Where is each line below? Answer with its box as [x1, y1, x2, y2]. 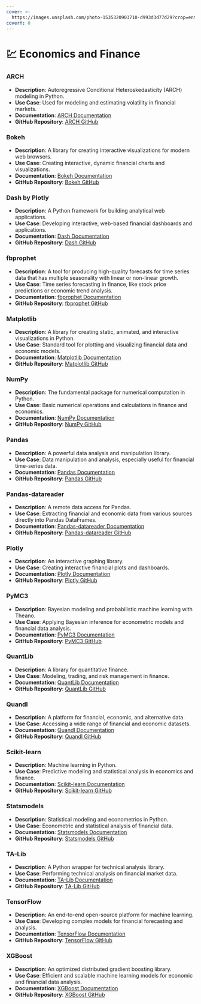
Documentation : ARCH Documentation [14, 112, 112, 119]
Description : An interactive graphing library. [14, 558, 124, 565]
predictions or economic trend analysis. [14, 286, 112, 294]
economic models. [14, 348, 61, 355]
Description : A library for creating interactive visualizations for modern [14, 147, 190, 154]
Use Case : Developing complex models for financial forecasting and [14, 918, 183, 925]
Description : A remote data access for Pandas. [14, 503, 132, 510]
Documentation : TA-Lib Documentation [14, 876, 113, 883]
